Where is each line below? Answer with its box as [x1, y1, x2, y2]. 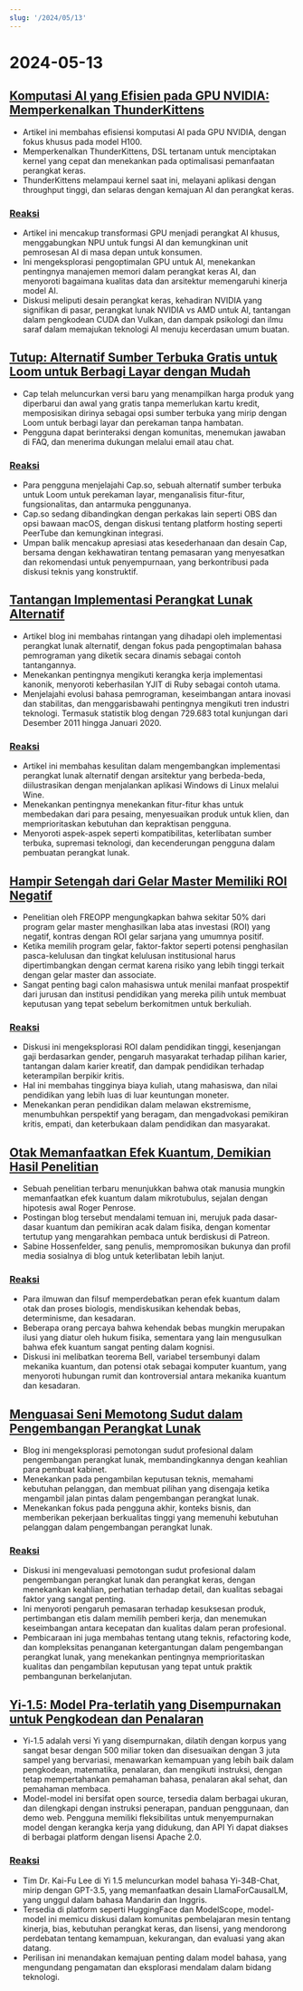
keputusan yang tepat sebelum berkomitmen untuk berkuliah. [22, 998, 251, 1009]
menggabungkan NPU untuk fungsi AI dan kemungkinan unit [22, 237, 249, 247]
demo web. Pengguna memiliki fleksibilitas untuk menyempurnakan [22, 1812, 274, 1823]
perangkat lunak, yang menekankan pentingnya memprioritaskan [22, 1651, 265, 1663]
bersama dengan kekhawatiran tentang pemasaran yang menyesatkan [22, 547, 285, 558]
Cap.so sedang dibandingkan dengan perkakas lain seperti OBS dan [22, 508, 278, 519]
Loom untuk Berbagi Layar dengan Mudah [9, 364, 251, 380]
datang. [22, 1942, 52, 1953]
